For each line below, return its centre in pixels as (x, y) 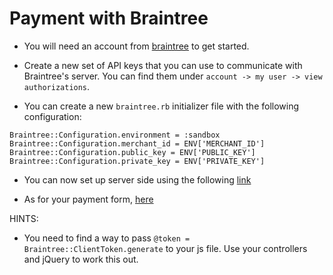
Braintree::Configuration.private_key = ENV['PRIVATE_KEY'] (137, 161)
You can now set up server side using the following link (137, 179)
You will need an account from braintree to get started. (136, 46)
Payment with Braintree (109, 18)
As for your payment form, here (88, 199)
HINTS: (24, 218)
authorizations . (57, 86)
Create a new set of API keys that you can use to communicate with (163, 65)
